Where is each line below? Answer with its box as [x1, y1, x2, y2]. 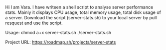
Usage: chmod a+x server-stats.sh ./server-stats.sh [5, 30, 112, 35]
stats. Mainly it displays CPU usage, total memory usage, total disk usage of [5, 9, 161, 15]
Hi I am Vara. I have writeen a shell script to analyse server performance [5, 4, 154, 10]
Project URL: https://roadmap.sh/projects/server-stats [5, 39, 116, 45]
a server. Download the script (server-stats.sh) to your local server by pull [5, 15, 157, 20]
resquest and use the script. [5, 20, 63, 26]
